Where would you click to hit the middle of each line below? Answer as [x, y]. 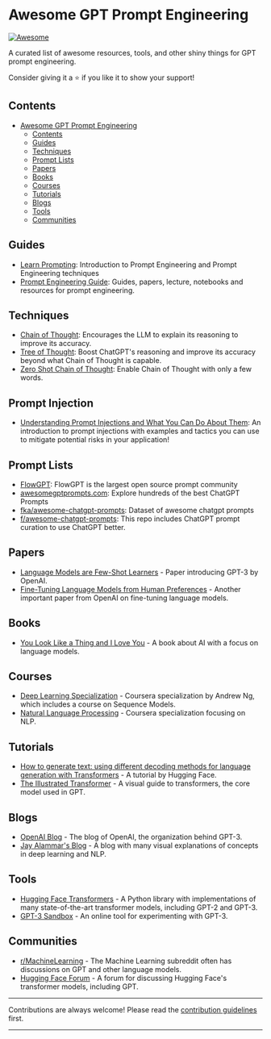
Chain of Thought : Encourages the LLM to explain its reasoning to [129, 335]
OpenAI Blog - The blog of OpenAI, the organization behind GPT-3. [131, 837]
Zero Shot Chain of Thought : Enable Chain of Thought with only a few [136, 369]
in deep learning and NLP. [63, 854]
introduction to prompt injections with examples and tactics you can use [140, 431]
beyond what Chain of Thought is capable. [91, 361]
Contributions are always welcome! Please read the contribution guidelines [133, 1009]
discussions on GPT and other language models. [100, 969]
